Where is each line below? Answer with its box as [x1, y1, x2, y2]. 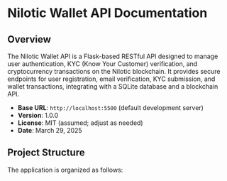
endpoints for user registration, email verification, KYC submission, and [7, 75, 216, 83]
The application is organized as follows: [7, 165, 123, 174]
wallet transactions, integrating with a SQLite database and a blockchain [7, 82, 218, 90]
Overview [7, 33, 52, 45]
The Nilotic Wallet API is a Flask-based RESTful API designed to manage [7, 52, 218, 60]
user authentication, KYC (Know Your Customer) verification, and [7, 60, 198, 68]
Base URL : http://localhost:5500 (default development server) [17, 104, 204, 111]
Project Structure [7, 147, 85, 159]
